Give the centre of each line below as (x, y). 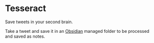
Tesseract (26, 8)
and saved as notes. (25, 36)
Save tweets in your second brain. (39, 22)
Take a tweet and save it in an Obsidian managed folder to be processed (77, 31)
